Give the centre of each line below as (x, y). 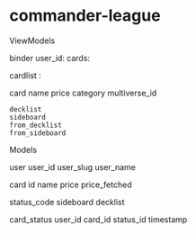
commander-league (85, 16)
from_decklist (36, 125)
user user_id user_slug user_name (73, 166)
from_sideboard (38, 133)
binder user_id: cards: (50, 58)
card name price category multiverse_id (83, 93)
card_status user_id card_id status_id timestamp (98, 219)
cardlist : (26, 75)
